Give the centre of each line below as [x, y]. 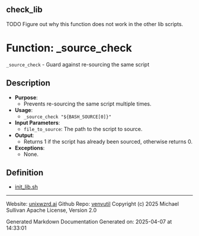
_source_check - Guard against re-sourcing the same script [78, 64]
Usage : [24, 110]
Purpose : [26, 97]
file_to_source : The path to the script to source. [83, 129]
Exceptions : [30, 148]
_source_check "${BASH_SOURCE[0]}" [67, 117]
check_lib [24, 10]
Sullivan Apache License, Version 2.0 [51, 211]
